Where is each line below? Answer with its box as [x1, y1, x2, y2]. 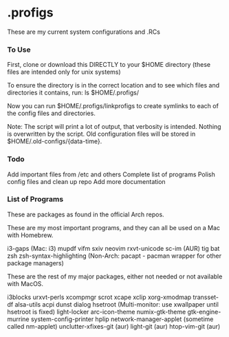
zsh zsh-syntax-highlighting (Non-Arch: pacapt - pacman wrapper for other [7, 252, 222, 260]
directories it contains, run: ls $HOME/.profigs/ [7, 88, 140, 97]
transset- [193, 293, 219, 301]
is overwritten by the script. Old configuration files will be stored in [7, 130, 196, 139]
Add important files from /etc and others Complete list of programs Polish [7, 170, 215, 178]
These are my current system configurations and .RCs [7, 28, 160, 36]
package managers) [7, 258, 64, 267]
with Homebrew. [7, 231, 54, 239]
